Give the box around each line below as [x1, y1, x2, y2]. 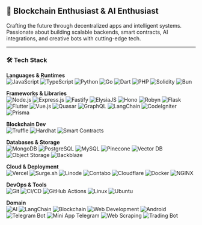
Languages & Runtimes [6, 72, 66, 79]
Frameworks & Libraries [6, 90, 67, 97]
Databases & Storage [6, 139, 60, 146]
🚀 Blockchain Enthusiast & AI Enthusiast [6, 6, 159, 16]
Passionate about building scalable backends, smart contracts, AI [6, 28, 168, 35]
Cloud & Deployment [6, 163, 59, 170]
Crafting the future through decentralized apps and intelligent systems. [6, 22, 182, 29]
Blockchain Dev [6, 121, 46, 128]
